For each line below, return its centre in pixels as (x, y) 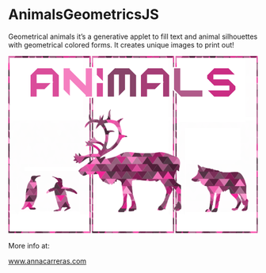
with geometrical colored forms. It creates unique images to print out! (122, 44)
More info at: (29, 246)
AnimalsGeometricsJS (84, 15)
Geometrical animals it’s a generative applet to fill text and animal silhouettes (133, 36)
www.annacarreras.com (47, 261)
